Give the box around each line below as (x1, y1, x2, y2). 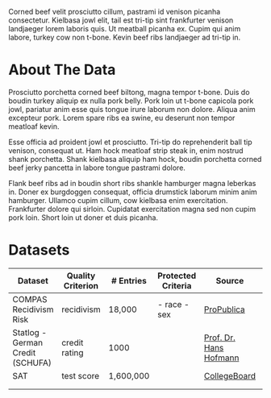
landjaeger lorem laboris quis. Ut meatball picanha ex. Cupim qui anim (8, 24, 241, 33)
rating (61, 346, 84, 358)
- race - (156, 298, 190, 309)
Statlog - (12, 326, 47, 338)
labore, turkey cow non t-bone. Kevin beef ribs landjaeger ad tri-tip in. (8, 32, 241, 42)
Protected (156, 270, 197, 281)
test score (61, 370, 100, 381)
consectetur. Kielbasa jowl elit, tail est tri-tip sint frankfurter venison (8, 15, 234, 25)
